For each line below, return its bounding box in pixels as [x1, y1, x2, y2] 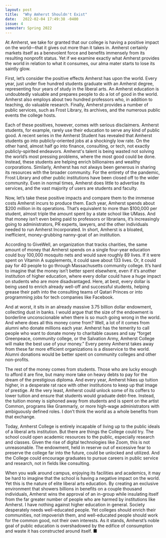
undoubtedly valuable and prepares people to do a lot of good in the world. [5, 91, 159, 97]
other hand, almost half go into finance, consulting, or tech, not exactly [5, 143, 150, 149]
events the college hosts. [5, 112, 56, 118]
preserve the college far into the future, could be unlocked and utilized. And [5, 450, 160, 456]
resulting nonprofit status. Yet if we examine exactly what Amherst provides [5, 55, 160, 61]
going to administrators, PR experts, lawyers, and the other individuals [5, 222, 149, 228]
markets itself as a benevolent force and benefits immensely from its [5, 50, 145, 56]
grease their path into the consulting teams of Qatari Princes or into [5, 289, 143, 295]
